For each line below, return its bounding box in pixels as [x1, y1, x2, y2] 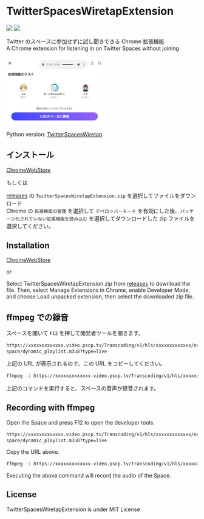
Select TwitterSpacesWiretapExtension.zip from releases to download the [6, 280, 191, 288]
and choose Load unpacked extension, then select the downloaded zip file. [6, 293, 194, 300]
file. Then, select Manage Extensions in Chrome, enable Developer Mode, [6, 286, 191, 294]
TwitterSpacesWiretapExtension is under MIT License [6, 506, 141, 513]
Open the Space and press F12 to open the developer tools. [6, 418, 155, 426]
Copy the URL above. [6, 448, 59, 455]
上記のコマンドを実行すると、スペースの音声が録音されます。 [6, 385, 160, 392]
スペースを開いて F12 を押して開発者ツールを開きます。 [6, 330, 144, 337]
